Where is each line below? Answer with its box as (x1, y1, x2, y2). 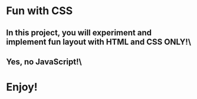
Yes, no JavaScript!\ (6, 57, 82, 67)
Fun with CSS (6, 4, 73, 18)
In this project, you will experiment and (6, 28, 152, 38)
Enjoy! (6, 81, 38, 94)
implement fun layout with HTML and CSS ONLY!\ (6, 37, 192, 47)
